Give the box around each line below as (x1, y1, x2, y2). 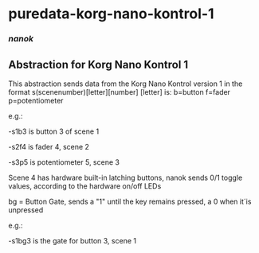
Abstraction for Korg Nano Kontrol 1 (8, 57, 189, 72)
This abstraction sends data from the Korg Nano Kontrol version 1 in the (8, 79, 243, 88)
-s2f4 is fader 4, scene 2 (8, 142, 90, 151)
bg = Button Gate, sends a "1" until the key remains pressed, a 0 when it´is (8, 197, 252, 206)
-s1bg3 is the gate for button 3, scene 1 (8, 235, 137, 245)
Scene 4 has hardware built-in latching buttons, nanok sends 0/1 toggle (8, 173, 243, 182)
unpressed (8, 204, 44, 215)
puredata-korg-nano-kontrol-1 (8, 5, 214, 23)
